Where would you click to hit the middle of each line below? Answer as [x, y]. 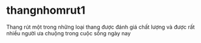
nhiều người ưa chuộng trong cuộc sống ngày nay [69, 33]
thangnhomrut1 [46, 10]
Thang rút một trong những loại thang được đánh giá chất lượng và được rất [101, 27]
